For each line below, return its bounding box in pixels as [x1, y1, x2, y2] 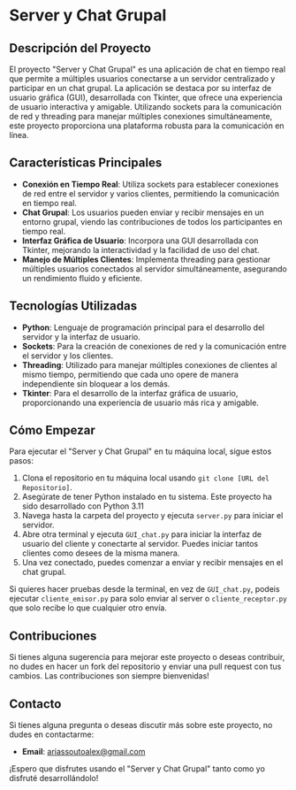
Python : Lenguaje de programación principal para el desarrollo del [21, 322, 265, 333]
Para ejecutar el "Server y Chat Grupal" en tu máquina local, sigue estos [9, 446, 272, 456]
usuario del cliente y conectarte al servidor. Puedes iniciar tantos [21, 539, 259, 549]
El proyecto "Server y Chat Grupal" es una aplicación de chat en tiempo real [9, 64, 285, 74]
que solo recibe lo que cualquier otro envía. [9, 602, 168, 613]
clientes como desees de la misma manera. [21, 548, 180, 558]
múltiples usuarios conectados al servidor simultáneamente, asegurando [21, 263, 287, 274]
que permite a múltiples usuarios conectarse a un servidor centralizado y [9, 73, 276, 84]
